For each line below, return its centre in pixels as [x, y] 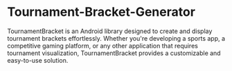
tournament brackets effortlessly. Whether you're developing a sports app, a [116, 38]
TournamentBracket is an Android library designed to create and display [110, 31]
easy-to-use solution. [38, 60]
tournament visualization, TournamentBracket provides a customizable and [114, 53]
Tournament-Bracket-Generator [101, 12]
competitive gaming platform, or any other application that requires [103, 45]
